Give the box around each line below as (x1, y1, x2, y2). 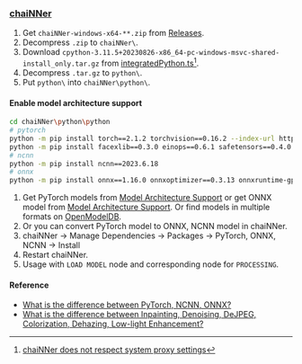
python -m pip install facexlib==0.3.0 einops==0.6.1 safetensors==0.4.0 (9, 142, 292, 151)
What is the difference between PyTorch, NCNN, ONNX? (22, 299, 232, 310)
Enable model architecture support (9, 97, 142, 108)
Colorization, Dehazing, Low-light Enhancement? (22, 318, 204, 330)
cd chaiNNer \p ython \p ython (9, 118, 111, 127)
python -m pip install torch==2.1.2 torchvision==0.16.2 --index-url (9, 134, 276, 143)
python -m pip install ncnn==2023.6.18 (9, 159, 159, 168)
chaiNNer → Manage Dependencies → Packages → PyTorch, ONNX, (22, 230, 276, 241)
